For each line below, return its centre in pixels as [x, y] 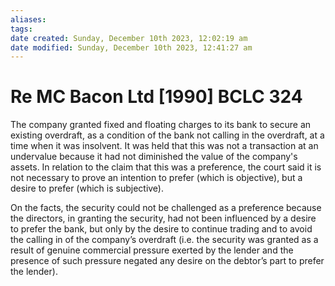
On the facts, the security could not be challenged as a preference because [166, 208]
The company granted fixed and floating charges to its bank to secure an [161, 125]
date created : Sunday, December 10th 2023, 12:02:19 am [129, 38]
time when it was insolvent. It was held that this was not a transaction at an [164, 146]
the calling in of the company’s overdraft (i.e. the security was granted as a [164, 240]
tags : [21, 29]
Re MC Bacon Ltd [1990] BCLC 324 [156, 97]
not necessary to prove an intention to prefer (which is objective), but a [156, 178]
